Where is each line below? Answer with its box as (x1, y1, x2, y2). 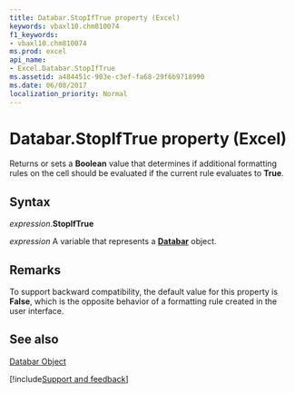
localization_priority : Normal (9, 89, 128, 98)
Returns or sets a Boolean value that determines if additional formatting (9, 158, 277, 169)
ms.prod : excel (9, 47, 67, 56)
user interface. (9, 306, 64, 317)
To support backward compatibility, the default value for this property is (9, 287, 279, 298)
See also (9, 332, 59, 348)
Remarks (9, 262, 62, 278)
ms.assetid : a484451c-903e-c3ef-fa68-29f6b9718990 (9, 73, 205, 82)
